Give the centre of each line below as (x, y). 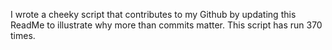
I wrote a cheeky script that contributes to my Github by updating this (153, 14)
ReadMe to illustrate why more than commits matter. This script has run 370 (166, 25)
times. (23, 35)
